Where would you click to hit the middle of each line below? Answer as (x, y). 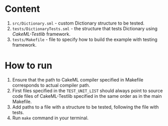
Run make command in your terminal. (50, 118)
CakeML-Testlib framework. (41, 34)
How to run (29, 66)
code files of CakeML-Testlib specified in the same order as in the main (87, 96)
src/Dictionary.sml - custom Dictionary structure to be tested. (78, 23)
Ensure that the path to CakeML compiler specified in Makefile (78, 79)
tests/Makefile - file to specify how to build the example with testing (85, 39)
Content (22, 9)
